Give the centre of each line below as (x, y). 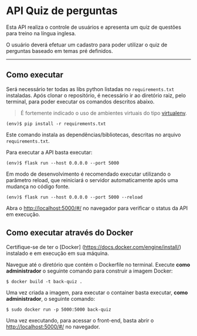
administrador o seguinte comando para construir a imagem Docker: (89, 271)
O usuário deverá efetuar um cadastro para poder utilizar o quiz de (87, 45)
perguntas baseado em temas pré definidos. (60, 51)
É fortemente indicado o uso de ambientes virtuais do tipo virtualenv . (103, 113)
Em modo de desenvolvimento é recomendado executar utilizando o (89, 174)
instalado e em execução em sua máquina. (58, 253)
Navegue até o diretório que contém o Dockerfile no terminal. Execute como (98, 264)
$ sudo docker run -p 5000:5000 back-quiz (59, 310)
